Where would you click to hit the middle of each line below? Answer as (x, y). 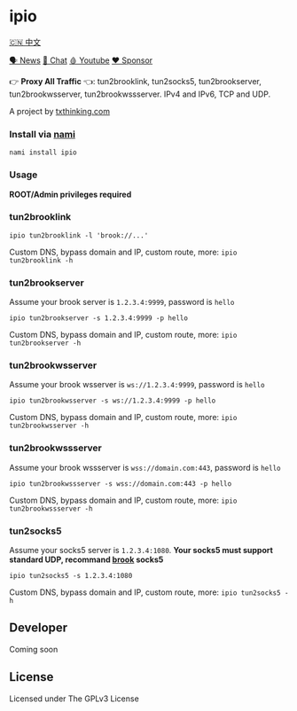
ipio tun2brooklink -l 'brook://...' (79, 235)
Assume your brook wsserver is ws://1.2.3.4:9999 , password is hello (137, 385)
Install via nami (42, 134)
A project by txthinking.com (60, 111)
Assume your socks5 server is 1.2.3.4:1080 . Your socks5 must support (141, 551)
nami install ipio (43, 152)
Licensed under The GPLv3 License (74, 699)
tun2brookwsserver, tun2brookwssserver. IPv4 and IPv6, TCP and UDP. (140, 94)
